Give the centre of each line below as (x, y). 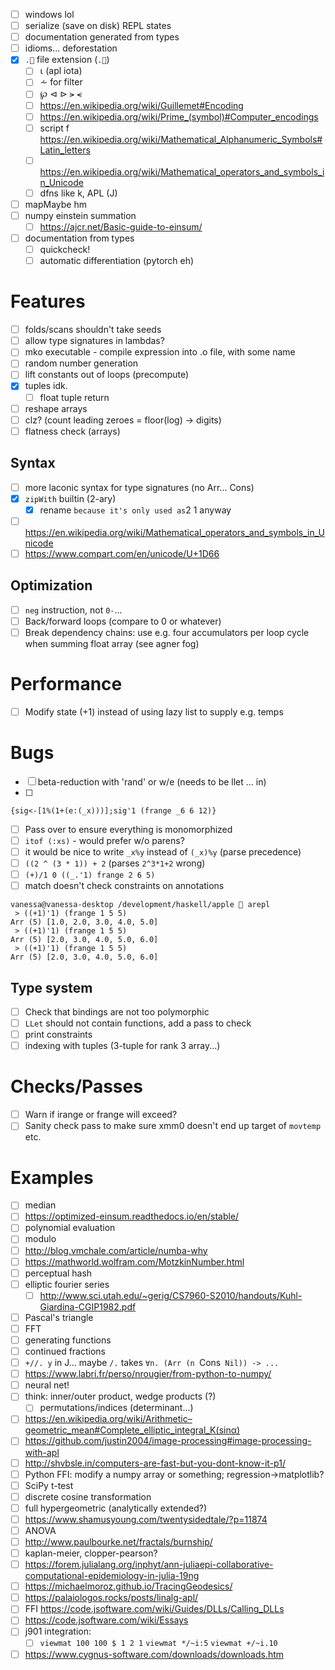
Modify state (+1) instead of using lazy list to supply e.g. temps (154, 711)
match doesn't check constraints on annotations (124, 886)
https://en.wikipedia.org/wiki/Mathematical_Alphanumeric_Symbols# (181, 139)
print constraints (58, 1035)
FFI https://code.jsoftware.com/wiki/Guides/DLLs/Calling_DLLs (154, 1609)
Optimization (51, 585)
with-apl (42, 1452)
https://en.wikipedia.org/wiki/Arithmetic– (108, 1419)
